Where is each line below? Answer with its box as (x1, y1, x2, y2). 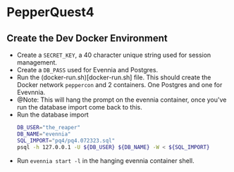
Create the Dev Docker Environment (6, 32, 168, 44)
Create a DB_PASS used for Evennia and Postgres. (16, 66, 159, 74)
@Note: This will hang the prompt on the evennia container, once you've (16, 95, 227, 104)
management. (16, 58, 58, 67)
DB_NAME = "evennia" (16, 131, 71, 138)
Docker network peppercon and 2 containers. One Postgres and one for (16, 81, 223, 88)
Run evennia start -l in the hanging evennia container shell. (16, 156, 195, 165)
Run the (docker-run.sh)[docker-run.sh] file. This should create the (16, 73, 211, 81)
